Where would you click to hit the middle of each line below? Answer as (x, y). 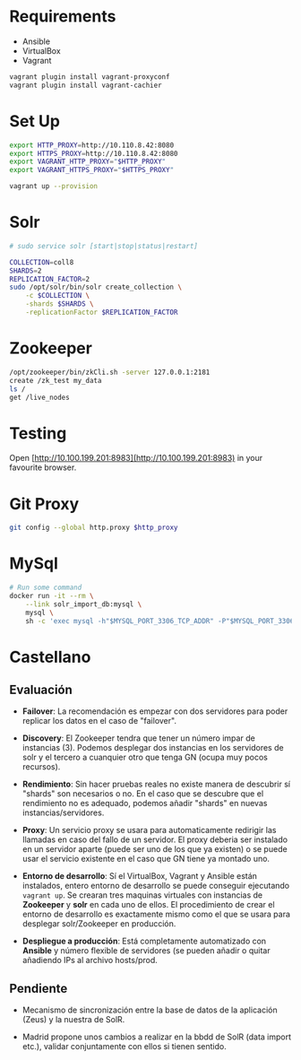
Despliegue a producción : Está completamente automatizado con (144, 941)
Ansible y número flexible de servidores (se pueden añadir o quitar (146, 951)
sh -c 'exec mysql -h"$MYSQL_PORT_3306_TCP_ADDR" (120, 621)
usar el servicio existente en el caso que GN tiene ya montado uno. (146, 859)
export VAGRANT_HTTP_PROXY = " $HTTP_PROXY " (88, 162)
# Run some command (46, 588)
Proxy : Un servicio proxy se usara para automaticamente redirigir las (149, 830)
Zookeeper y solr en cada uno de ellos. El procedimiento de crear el (148, 905)
